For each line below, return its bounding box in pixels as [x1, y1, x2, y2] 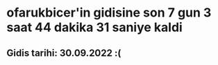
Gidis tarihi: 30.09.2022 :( [6, 47, 121, 59]
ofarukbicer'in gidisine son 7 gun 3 [6, 5, 212, 21]
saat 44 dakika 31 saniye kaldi [6, 19, 183, 35]
